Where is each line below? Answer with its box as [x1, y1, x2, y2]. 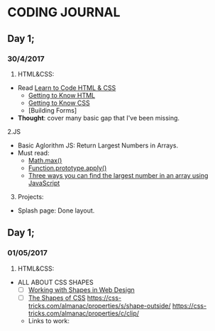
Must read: [17, 148, 50, 157]
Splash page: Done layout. [17, 206, 95, 215]
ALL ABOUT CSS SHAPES [17, 278, 94, 286]
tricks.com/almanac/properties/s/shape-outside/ [28, 301, 171, 310]
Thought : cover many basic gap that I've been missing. [17, 113, 180, 122]
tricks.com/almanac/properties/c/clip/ [28, 309, 140, 318]
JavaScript [28, 179, 60, 187]
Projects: [17, 192, 44, 201]
